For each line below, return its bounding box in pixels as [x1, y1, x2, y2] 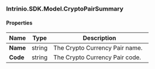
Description [83, 34, 116, 42]
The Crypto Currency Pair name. [53, 44, 143, 52]
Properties [6, 19, 33, 26]
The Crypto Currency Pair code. [53, 53, 141, 61]
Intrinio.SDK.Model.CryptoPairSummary [6, 5, 124, 13]
